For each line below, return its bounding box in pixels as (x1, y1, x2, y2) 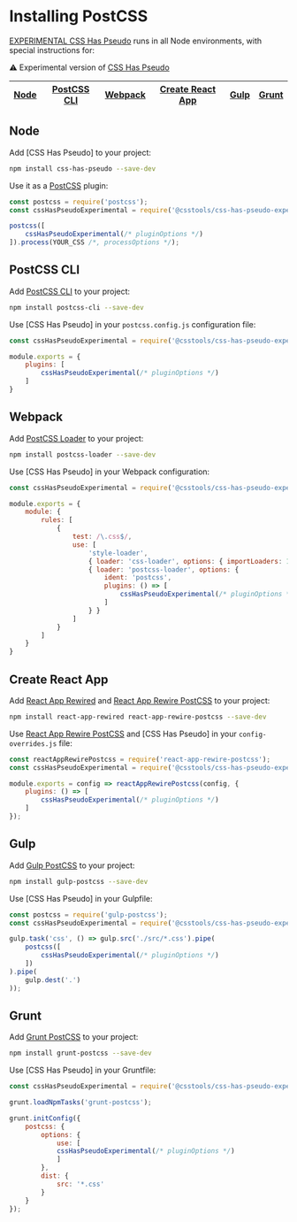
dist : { (41, 1172, 69, 1180)
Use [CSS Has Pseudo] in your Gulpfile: (9, 893, 153, 903)
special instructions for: (9, 44, 95, 55)
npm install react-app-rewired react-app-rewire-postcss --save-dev (9, 712, 267, 721)
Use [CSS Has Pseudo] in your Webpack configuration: (9, 466, 210, 477)
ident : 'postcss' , (103, 573, 172, 582)
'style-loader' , (88, 549, 148, 557)
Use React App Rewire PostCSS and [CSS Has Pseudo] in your (9, 728, 237, 739)
